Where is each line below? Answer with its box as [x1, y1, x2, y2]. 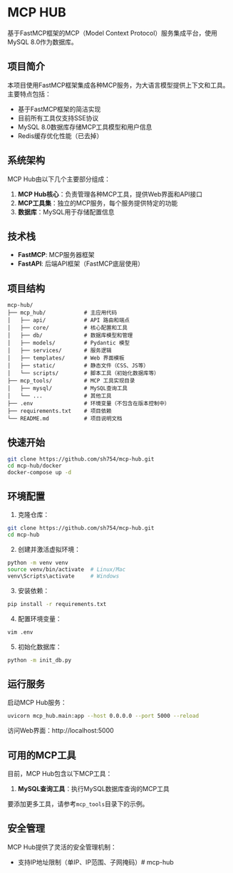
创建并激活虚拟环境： [17, 545, 81, 554]
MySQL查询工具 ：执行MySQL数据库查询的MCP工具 [17, 784, 170, 793]
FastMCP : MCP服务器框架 [17, 251, 95, 259]
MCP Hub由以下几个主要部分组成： [7, 174, 111, 183]
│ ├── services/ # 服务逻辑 [7, 347, 112, 355]
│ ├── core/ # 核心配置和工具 [7, 325, 128, 332]
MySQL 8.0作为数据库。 [7, 37, 78, 46]
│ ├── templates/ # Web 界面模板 [7, 355, 125, 362]
